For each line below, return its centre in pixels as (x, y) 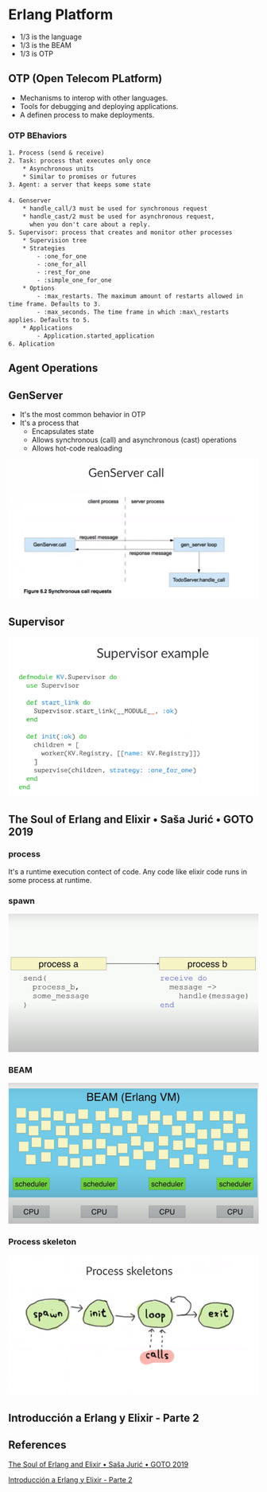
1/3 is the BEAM (45, 45)
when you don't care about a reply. (90, 225)
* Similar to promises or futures (79, 177)
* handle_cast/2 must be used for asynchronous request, (119, 217)
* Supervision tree (55, 240)
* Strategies (44, 248)
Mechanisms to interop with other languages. (94, 98)
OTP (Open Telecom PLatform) (85, 78)
